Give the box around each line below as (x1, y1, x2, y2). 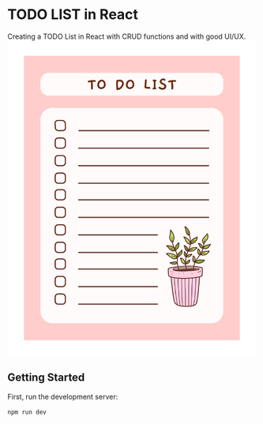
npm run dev (7, 408, 47, 416)
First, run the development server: (7, 392, 118, 401)
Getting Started (7, 371, 85, 385)
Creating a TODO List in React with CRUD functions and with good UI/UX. (7, 32, 246, 41)
